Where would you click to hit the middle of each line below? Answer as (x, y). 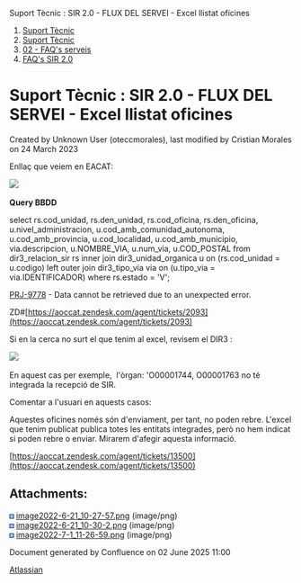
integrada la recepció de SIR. (63, 384)
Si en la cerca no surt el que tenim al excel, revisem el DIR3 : (121, 339)
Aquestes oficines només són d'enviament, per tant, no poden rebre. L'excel (150, 419)
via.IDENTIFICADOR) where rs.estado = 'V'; (90, 277)
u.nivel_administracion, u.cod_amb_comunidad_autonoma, (117, 229)
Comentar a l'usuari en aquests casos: (80, 402)
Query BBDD (33, 202)
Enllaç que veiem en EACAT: (62, 166)
